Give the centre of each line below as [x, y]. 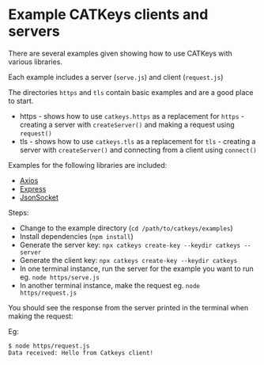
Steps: [19, 212]
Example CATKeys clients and [108, 15]
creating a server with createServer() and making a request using [127, 124]
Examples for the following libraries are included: [88, 165]
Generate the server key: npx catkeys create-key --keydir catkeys [130, 245]
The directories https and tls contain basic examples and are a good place [131, 92]
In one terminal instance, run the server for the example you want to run [137, 268]
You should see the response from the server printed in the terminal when [128, 307]
